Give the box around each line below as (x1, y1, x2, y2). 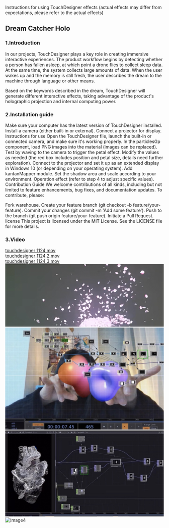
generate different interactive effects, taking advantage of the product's (5, 93, 154, 99)
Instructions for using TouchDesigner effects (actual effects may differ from (5, 5, 162, 10)
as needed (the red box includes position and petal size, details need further (5, 154, 163, 161)
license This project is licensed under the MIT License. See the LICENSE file (5, 218, 162, 224)
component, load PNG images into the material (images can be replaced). (5, 143, 157, 150)
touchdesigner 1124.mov (5, 248, 56, 254)
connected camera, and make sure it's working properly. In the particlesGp (5, 138, 161, 145)
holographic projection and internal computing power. (5, 98, 117, 104)
